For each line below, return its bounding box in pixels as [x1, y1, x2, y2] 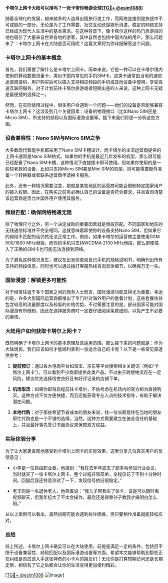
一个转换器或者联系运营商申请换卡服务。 [9, 172, 93, 178]
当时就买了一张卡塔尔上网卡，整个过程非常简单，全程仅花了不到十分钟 [12, 471, 157, 477]
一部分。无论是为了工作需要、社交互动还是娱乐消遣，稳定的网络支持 [22, 22, 163, 27]
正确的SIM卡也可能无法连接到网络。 [13, 246, 88, 252]
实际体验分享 [5, 435, 36, 442]
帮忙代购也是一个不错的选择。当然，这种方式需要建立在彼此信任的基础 [12, 415, 157, 421]
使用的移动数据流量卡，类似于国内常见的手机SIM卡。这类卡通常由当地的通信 [5, 72, 162, 79]
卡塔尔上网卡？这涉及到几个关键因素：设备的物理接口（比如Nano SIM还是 [5, 108, 157, 114]
